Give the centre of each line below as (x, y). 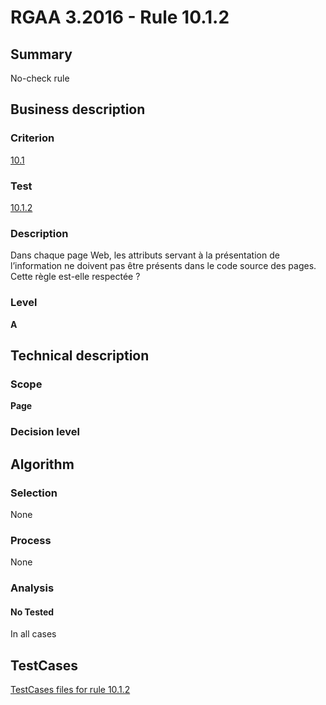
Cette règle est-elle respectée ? (75, 277)
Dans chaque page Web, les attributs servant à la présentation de (145, 255)
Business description (78, 109)
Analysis (32, 588)
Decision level (45, 432)
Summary (41, 54)
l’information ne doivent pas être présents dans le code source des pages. (163, 266)
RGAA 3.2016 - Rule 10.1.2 (120, 17)
